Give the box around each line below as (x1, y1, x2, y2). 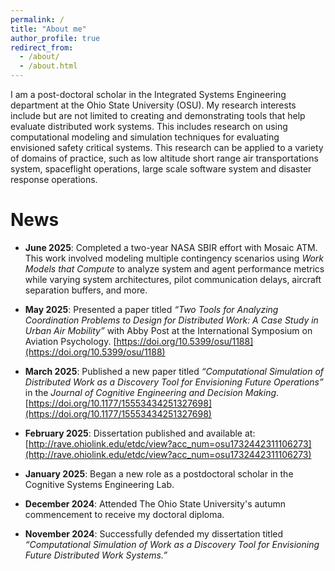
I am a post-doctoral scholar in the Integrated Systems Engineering (10, 89, 287, 100)
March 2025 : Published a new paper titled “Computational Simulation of (24, 365, 325, 377)
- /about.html (19, 61, 78, 71)
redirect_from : (10, 42, 74, 53)
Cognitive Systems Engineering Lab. (24, 478, 175, 490)
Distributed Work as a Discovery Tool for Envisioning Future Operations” (24, 376, 324, 388)
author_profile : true (10, 33, 101, 43)
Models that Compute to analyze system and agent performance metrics (24, 262, 325, 275)
